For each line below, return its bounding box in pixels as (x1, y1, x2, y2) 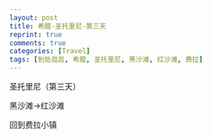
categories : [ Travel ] (9, 47, 91, 56)
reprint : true (9, 30, 63, 39)
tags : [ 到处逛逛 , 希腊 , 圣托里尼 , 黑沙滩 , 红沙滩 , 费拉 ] (9, 55, 204, 64)
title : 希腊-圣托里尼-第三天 (9, 22, 106, 31)
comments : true (9, 38, 67, 48)
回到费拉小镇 (9, 119, 57, 130)
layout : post (9, 13, 59, 23)
